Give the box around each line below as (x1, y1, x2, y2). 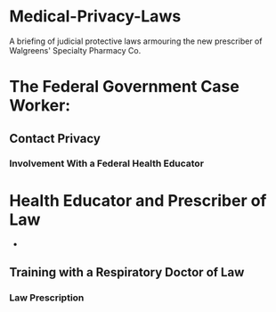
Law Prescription (9, 291, 85, 304)
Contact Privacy (9, 131, 101, 146)
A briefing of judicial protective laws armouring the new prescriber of (9, 36, 263, 46)
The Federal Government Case (9, 77, 240, 97)
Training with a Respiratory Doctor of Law (9, 265, 245, 280)
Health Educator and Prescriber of (9, 190, 267, 210)
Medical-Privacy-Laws (9, 6, 182, 27)
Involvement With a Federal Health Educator (9, 158, 205, 170)
